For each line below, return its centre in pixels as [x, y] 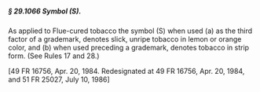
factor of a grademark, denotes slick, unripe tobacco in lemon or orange [125, 39]
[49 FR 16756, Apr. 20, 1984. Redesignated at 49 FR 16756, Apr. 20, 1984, [126, 71]
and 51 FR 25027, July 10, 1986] [59, 79]
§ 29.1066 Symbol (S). [45, 11]
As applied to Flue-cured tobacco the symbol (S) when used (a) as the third [130, 31]
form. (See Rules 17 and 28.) [54, 56]
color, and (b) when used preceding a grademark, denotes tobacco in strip [129, 47]
